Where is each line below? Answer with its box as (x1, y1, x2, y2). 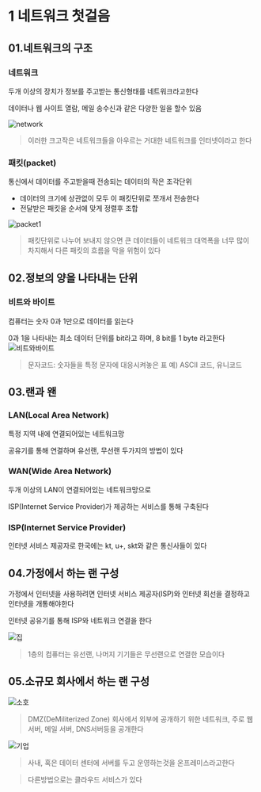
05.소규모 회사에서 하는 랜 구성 (8, 675, 150, 688)
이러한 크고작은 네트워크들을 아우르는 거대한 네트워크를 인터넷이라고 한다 (27, 136, 252, 145)
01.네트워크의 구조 (8, 41, 93, 55)
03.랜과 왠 (8, 385, 57, 399)
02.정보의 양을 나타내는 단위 (8, 271, 138, 285)
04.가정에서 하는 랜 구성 (8, 566, 119, 580)
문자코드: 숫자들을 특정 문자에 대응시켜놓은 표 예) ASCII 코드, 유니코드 (27, 360, 243, 369)
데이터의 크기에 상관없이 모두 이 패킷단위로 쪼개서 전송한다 (19, 193, 200, 203)
